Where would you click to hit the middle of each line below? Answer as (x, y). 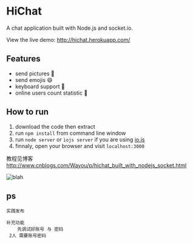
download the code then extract (55, 126)
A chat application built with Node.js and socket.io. (70, 28)
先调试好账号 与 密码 (40, 229)
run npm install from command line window (70, 133)
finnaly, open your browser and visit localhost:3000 (80, 146)
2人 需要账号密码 (28, 236)
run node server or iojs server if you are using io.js (80, 139)
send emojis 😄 (34, 80)
